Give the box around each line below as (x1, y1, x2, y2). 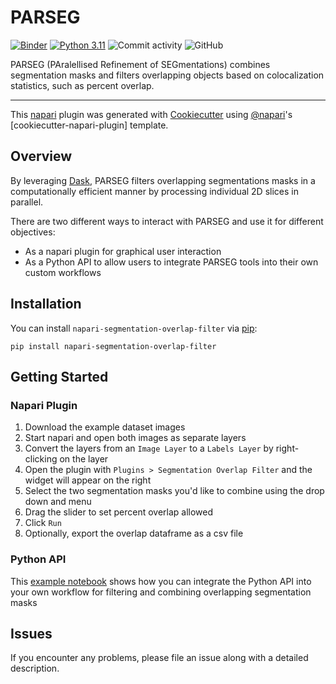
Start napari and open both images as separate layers (24, 432, 247, 444)
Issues (10, 625, 53, 642)
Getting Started (10, 368, 109, 385)
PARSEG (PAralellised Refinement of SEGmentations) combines (10, 58, 271, 70)
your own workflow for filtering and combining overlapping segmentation (10, 586, 312, 598)
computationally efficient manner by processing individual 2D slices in (10, 185, 299, 197)
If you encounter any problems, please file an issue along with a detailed (10, 652, 309, 664)
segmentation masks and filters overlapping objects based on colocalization (10, 69, 325, 81)
